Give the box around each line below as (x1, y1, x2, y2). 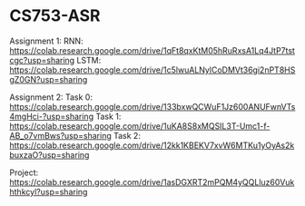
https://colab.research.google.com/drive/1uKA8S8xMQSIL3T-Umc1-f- (9, 120, 271, 132)
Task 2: (113, 130, 141, 141)
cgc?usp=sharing (9, 54, 75, 65)
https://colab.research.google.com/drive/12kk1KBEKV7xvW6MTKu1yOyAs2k (9, 140, 295, 151)
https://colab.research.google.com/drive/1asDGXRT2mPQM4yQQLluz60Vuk (9, 176, 295, 187)
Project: (9, 167, 39, 178)
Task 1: (94, 111, 122, 122)
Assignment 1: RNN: (9, 35, 84, 46)
